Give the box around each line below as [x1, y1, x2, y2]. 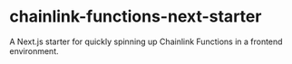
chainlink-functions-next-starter [9, 6, 262, 27]
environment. [9, 45, 59, 56]
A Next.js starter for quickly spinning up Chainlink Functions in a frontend [9, 36, 283, 47]
